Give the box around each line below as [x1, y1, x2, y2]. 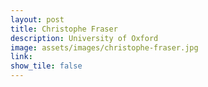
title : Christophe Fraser [10, 24, 118, 34]
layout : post [10, 14, 65, 25]
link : [10, 52, 33, 62]
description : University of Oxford [10, 33, 159, 43]
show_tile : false [10, 61, 83, 71]
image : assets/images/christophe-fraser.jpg [10, 42, 199, 53]
